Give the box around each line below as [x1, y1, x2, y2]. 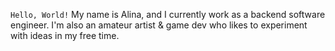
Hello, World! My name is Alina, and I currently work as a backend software [10, 9, 326, 20]
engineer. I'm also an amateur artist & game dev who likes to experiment [10, 19, 308, 31]
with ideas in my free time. [10, 30, 120, 41]
